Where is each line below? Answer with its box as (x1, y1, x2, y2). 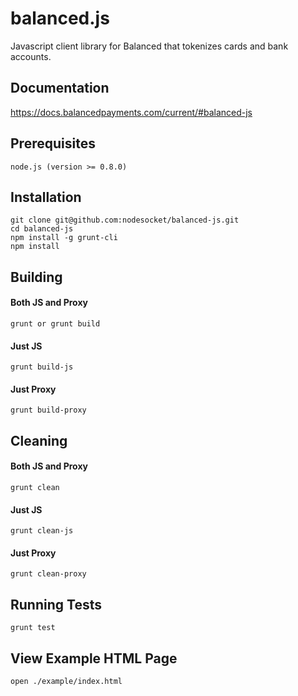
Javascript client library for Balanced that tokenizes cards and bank (10, 40, 289, 52)
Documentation (10, 80, 110, 97)
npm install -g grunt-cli (10, 233, 118, 243)
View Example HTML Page (10, 650, 178, 667)
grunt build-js (10, 362, 74, 372)
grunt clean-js (10, 526, 74, 536)
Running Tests (10, 596, 102, 613)
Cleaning (10, 432, 68, 449)
